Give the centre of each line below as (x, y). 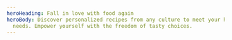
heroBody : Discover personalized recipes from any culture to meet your (114, 20)
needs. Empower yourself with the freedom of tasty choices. (103, 26)
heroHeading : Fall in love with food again (70, 13)
